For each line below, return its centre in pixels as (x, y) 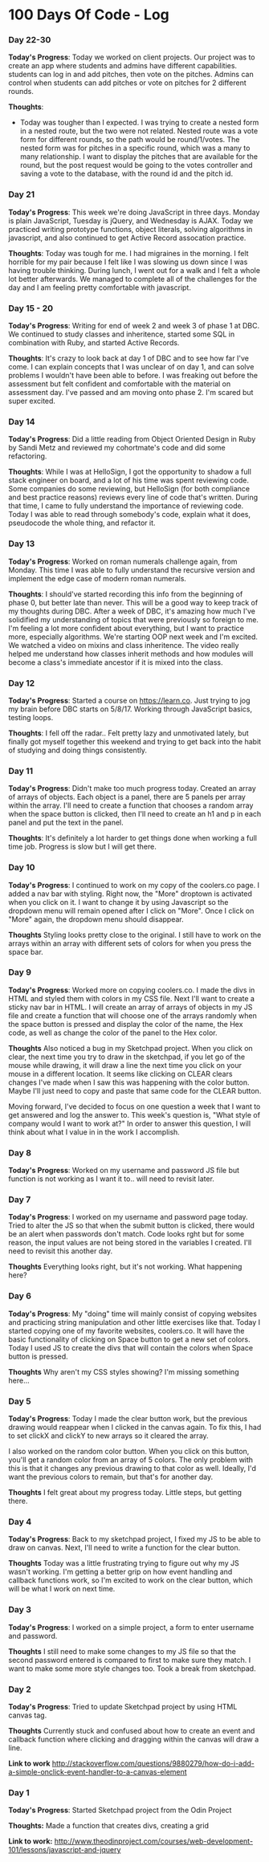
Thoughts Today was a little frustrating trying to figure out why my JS (124, 1563)
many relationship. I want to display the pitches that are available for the (139, 157)
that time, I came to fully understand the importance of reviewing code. (126, 506)
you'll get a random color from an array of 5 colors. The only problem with (131, 1460)
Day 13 (22, 544)
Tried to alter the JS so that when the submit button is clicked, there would (132, 1225)
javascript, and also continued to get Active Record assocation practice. (127, 238)
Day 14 (22, 422)
